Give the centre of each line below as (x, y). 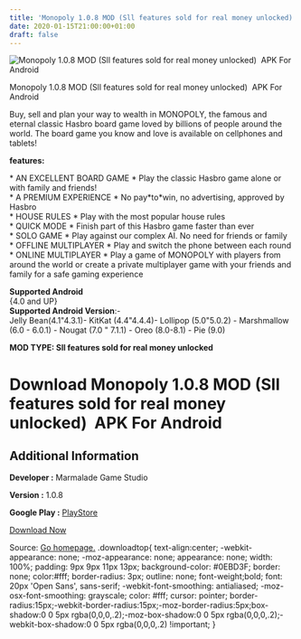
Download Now (38, 531)
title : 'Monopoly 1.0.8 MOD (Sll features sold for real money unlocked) (151, 18)
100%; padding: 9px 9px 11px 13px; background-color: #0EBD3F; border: (145, 567)
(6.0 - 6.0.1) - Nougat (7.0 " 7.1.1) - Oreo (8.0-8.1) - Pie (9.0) (118, 330)
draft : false (34, 34)
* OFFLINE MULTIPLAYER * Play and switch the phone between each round (150, 246)
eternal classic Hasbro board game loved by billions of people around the (146, 124)
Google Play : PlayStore (53, 512)
